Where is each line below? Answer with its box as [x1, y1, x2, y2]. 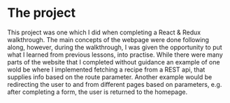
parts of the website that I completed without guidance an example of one [7, 57, 220, 66]
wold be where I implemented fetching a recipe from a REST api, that [7, 65, 206, 74]
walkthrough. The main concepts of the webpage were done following [7, 35, 210, 43]
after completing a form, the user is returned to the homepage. [7, 88, 188, 96]
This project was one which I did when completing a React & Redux [7, 28, 201, 36]
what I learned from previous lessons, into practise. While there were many [7, 50, 224, 59]
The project [7, 5, 76, 21]
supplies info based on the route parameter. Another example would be [7, 72, 213, 81]
